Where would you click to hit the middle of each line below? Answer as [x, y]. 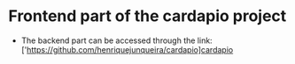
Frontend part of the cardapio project [147, 16]
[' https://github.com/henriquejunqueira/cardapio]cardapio [127, 49]
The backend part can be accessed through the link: [117, 40]
